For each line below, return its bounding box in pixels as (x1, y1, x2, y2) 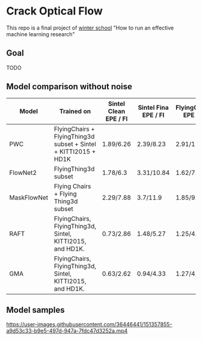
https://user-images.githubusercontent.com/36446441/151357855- (6, 321, 173, 328)
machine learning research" (6, 30, 75, 37)
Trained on (59, 107, 91, 115)
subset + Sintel (54, 140, 96, 148)
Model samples (6, 304, 65, 315)
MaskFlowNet (9, 193, 48, 201)
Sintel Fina (138, 103, 170, 112)
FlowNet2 (9, 168, 37, 177)
